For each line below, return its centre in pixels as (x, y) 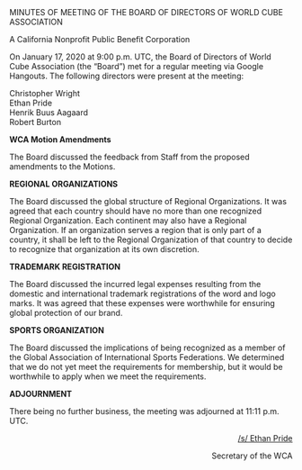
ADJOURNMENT (41, 394)
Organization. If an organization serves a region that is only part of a (136, 230)
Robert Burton (35, 122)
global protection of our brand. (66, 313)
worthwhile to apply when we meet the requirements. (108, 376)
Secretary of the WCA (252, 456)
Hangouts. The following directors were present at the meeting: (127, 76)
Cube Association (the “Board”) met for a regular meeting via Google (136, 66)
